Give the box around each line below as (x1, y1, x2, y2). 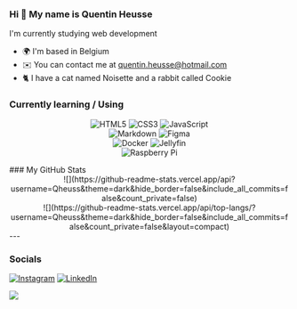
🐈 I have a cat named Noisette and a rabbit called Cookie (21, 73, 232, 84)
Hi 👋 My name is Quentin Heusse (9, 8, 153, 20)
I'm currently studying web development (9, 28, 157, 39)
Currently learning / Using (9, 98, 124, 110)
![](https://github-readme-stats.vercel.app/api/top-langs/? (43, 202, 256, 213)
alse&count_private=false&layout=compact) (69, 221, 229, 232)
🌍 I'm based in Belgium (21, 46, 109, 57)
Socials (9, 253, 42, 265)
